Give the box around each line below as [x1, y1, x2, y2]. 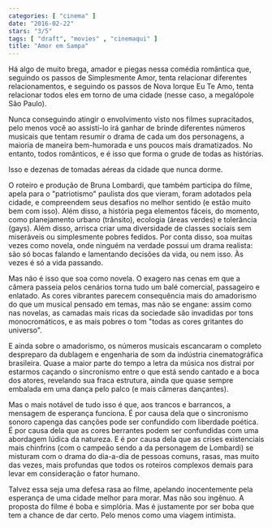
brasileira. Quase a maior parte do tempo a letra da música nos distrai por [8, 358, 255, 368]
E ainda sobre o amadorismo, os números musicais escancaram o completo [8, 341, 262, 351]
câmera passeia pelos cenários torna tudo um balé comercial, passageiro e [8, 282, 260, 292]
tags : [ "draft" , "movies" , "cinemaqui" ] [8, 34, 158, 43]
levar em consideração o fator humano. [8, 469, 140, 479]
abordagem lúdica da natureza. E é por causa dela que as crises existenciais [8, 435, 265, 444]
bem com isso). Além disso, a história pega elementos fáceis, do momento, [8, 206, 260, 216]
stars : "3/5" [8, 27, 53, 35]
